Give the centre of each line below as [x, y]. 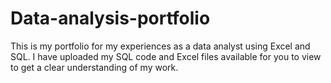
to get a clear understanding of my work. [94, 67]
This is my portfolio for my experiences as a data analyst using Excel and [160, 46]
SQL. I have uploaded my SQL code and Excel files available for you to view [166, 56]
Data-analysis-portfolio [110, 18]
